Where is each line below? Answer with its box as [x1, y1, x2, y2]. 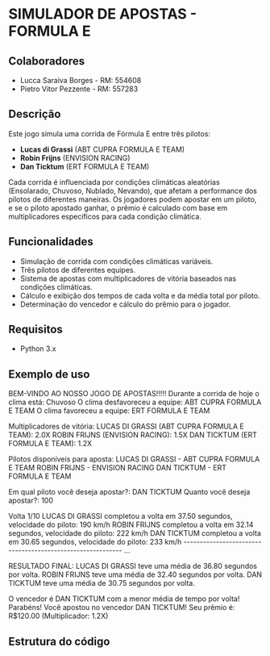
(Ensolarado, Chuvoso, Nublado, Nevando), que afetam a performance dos [8, 186, 258, 195]
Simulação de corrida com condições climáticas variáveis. [19, 256, 214, 266]
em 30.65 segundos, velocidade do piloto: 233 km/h [8, 537, 182, 547]
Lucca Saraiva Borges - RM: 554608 [19, 76, 142, 85]
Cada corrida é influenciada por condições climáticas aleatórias [8, 177, 220, 186]
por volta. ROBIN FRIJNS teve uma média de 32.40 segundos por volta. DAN [8, 570, 263, 579]
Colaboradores [8, 54, 85, 68]
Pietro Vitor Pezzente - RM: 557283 [19, 84, 139, 94]
